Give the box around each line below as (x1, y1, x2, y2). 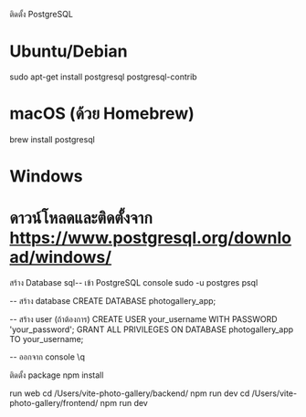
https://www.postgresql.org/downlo (9, 228, 292, 248)
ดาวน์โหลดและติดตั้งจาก (9, 208, 153, 228)
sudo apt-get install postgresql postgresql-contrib (9, 71, 198, 82)
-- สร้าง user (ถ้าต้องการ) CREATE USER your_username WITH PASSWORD (9, 314, 278, 324)
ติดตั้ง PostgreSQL (9, 9, 73, 19)
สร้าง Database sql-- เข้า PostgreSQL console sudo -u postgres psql (9, 277, 259, 287)
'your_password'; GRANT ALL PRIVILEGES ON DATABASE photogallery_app (9, 324, 294, 335)
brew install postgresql (9, 133, 96, 145)
